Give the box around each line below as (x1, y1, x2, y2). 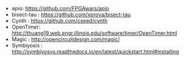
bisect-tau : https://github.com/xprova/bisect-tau (11, 11, 131, 18)
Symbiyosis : (11, 42, 43, 49)
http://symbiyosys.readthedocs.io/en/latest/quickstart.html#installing (11, 48, 179, 55)
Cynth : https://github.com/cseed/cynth (11, 17, 107, 24)
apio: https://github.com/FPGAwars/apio (11, 5, 110, 12)
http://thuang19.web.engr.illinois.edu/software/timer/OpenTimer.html (11, 30, 177, 37)
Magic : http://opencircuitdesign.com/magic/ (11, 36, 120, 42)
